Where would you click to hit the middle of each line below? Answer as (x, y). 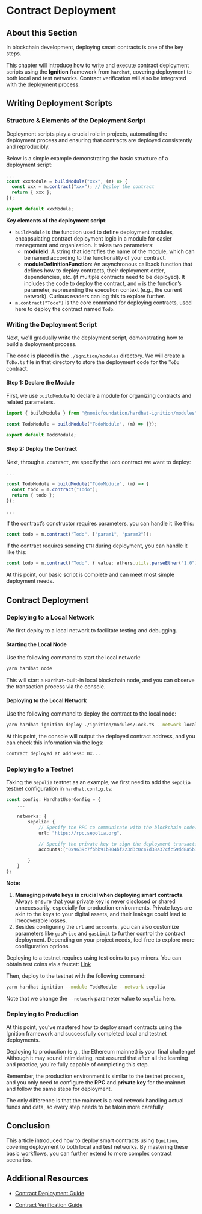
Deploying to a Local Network (50, 617)
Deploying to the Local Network (47, 700)
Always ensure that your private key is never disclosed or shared (95, 901)
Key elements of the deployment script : (57, 220)
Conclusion (28, 1126)
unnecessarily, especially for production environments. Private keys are (103, 907)
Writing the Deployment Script (52, 324)
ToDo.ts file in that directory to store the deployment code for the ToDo (93, 362)
